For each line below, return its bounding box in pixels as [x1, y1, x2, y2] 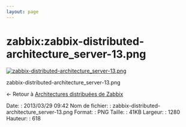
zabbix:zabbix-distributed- [6, 34, 145, 48]
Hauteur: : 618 [6, 114, 41, 122]
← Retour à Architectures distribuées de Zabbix [6, 90, 124, 98]
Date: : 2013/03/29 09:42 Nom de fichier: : [6, 102, 112, 109]
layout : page [6, 8, 39, 15]
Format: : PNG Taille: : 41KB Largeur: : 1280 [74, 108, 181, 116]
